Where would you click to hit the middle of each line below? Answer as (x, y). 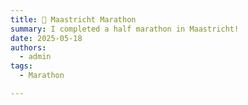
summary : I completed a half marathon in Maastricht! (125, 29)
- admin (35, 57)
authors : (28, 47)
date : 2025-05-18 (46, 38)
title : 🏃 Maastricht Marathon (73, 19)
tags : (21, 66)
